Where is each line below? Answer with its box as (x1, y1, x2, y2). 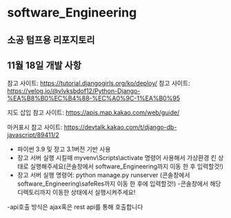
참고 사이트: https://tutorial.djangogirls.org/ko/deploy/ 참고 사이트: (7, 79, 191, 88)
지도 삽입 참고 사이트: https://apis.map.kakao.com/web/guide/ (7, 108, 180, 117)
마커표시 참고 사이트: (7, 123, 63, 132)
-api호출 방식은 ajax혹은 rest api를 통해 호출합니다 (7, 203, 143, 211)
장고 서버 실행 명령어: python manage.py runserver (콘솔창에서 (17, 171, 190, 179)
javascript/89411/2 (7, 131, 60, 139)
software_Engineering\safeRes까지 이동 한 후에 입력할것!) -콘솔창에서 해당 (17, 179, 221, 188)
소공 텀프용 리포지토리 (7, 34, 95, 46)
